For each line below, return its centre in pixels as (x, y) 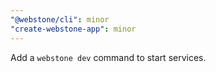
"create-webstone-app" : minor (73, 29)
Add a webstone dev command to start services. (108, 57)
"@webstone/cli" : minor (60, 19)
